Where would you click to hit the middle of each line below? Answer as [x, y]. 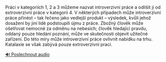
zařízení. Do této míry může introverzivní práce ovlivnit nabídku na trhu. [79, 39]
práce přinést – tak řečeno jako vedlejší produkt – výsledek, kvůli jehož [78, 18]
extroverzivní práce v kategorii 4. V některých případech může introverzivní [83, 12]
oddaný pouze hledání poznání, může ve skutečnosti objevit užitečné [76, 34]
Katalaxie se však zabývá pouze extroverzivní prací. [59, 44]
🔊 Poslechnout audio [28, 54]
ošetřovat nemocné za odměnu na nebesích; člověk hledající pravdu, [76, 28]
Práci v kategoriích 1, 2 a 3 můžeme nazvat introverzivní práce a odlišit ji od [83, 7]
